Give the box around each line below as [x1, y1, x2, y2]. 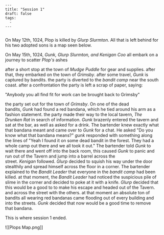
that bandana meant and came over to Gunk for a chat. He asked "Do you [5, 127, 153, 133]
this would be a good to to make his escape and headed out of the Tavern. [5, 184, 155, 190]
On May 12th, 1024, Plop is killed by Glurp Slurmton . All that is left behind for [5, 37, 159, 43]
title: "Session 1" [5, 7, 45, 12]
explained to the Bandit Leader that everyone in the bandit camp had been [5, 169, 156, 175]
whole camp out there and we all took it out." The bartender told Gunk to [5, 143, 151, 149]
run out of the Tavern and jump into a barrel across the [5, 153, 116, 159]
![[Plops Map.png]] [5, 224, 43, 230]
